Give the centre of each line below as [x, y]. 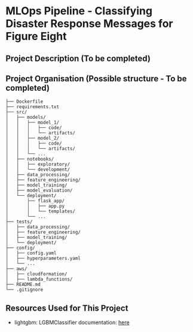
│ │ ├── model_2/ [33, 139]
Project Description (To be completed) [78, 58]
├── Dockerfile [24, 102]
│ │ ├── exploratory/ [38, 165]
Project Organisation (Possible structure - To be [96, 79]
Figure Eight [36, 36]
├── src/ [16, 112]
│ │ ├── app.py [35, 206]
